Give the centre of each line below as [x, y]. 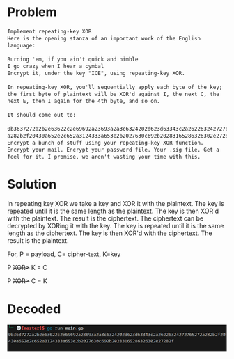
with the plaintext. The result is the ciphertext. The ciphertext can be [106, 218]
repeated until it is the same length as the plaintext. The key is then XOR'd [113, 211]
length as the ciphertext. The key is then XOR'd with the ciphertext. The [110, 233]
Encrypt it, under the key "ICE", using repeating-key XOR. [96, 73]
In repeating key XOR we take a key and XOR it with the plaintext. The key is [116, 203]
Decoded [34, 309]
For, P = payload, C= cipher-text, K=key [64, 254]
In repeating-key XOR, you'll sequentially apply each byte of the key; [115, 87]
